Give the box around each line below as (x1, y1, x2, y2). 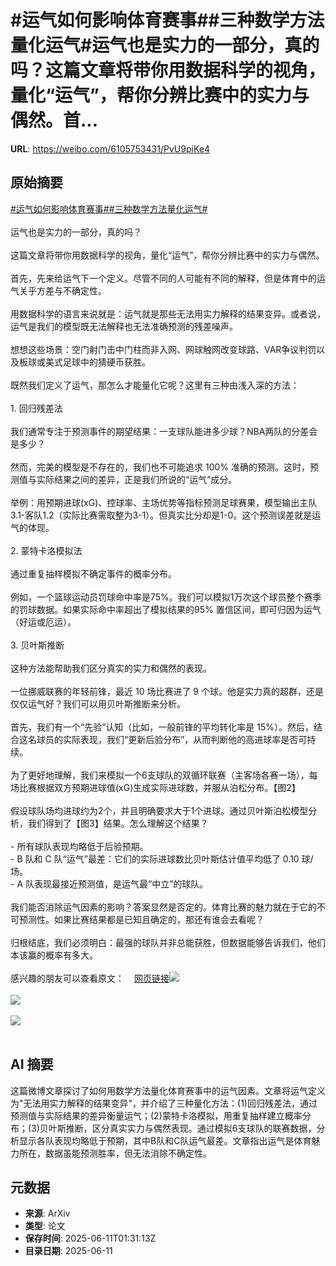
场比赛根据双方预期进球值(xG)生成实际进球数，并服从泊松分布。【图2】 (10, 781, 301, 793)
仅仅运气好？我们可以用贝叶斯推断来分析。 (10, 697, 186, 710)
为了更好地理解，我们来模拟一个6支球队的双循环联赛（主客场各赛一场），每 (10, 769, 318, 781)
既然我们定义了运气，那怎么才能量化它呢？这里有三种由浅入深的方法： (10, 379, 300, 391)
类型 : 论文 (24, 1220, 66, 1232)
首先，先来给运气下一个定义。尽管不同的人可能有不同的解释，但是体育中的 (10, 272, 317, 284)
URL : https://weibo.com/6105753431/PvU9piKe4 (10, 142, 210, 155)
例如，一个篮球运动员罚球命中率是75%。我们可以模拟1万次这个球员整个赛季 (10, 591, 322, 603)
